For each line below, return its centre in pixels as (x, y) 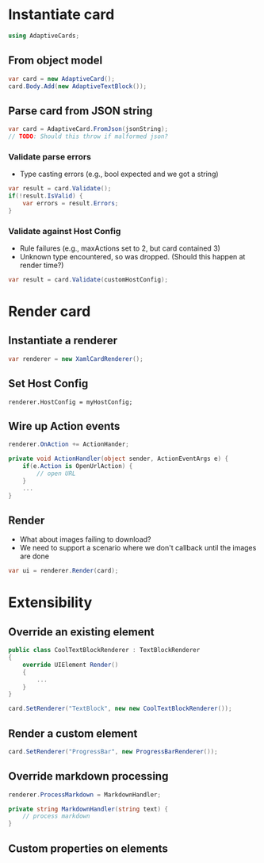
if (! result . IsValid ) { (46, 196)
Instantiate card (61, 15)
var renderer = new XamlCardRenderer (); (76, 359)
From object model (55, 61)
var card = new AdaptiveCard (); (61, 79)
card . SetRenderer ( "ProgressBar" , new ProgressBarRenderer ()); (113, 752)
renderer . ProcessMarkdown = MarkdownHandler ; (84, 795)
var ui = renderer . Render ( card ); (63, 571)
